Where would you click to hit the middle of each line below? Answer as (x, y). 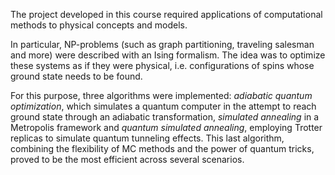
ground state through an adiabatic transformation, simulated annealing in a (165, 117)
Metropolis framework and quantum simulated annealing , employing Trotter (166, 127)
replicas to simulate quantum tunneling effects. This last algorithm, (147, 138)
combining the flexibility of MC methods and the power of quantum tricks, (162, 148)
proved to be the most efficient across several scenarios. (127, 159)
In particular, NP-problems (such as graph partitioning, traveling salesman (162, 44)
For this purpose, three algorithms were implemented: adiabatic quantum (161, 95)
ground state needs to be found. (76, 76)
